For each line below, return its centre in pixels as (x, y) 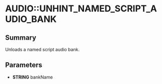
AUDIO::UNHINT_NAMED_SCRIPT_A (81, 9)
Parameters (24, 65)
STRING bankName (32, 77)
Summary (21, 38)
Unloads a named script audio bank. (42, 49)
